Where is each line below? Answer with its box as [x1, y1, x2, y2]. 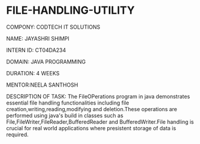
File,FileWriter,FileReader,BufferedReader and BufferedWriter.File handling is [6, 118, 194, 125]
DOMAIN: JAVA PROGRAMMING [6, 58, 86, 65]
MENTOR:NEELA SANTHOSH [6, 81, 78, 88]
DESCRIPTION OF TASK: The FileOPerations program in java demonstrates [6, 93, 190, 100]
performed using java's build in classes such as [6, 112, 124, 119]
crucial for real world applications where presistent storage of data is [6, 124, 177, 131]
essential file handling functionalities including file [6, 99, 129, 106]
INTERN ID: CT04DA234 [6, 46, 66, 54]
